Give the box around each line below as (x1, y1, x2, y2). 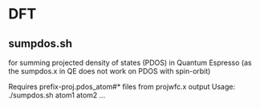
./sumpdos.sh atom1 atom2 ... (8, 90, 106, 100)
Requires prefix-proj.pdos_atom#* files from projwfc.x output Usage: (8, 82, 235, 91)
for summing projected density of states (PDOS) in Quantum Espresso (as (8, 58, 252, 67)
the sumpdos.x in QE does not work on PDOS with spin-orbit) (8, 66, 211, 76)
